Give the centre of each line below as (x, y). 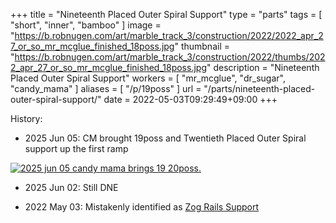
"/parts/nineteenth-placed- (259, 88)
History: (26, 118)
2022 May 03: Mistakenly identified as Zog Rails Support (142, 207)
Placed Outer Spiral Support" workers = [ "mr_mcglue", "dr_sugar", (148, 78)
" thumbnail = (202, 46)
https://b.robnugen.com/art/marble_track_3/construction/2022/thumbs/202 (170, 57)
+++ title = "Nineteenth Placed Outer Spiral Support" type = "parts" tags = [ (166, 14)
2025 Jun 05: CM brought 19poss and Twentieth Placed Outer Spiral (165, 138)
